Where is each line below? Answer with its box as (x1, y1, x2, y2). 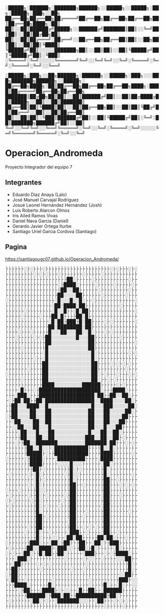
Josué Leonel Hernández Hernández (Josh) (12, 202, 102, 208)
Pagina (5, 243, 27, 251)
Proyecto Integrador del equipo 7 (5, 164, 73, 170)
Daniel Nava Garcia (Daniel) (12, 218, 69, 224)
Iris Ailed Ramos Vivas (12, 212, 58, 218)
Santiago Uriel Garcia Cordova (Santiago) (12, 228, 97, 234)
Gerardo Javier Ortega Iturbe (12, 223, 72, 229)
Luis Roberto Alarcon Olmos (12, 207, 70, 213)
